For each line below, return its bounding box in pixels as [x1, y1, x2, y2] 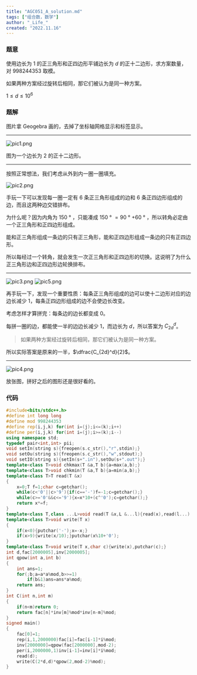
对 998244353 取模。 [6, 67, 59, 74]
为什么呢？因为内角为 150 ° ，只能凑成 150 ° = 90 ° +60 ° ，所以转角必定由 [6, 214, 188, 221]
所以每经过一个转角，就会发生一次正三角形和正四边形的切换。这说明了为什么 [6, 253, 191, 260]
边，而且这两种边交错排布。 [6, 201, 73, 208]
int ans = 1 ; [16, 566, 43, 572]
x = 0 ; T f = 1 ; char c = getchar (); [16, 484, 88, 490]
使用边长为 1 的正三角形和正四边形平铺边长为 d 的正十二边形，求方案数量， [6, 60, 187, 67]
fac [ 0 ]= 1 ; [16, 632, 41, 637]
